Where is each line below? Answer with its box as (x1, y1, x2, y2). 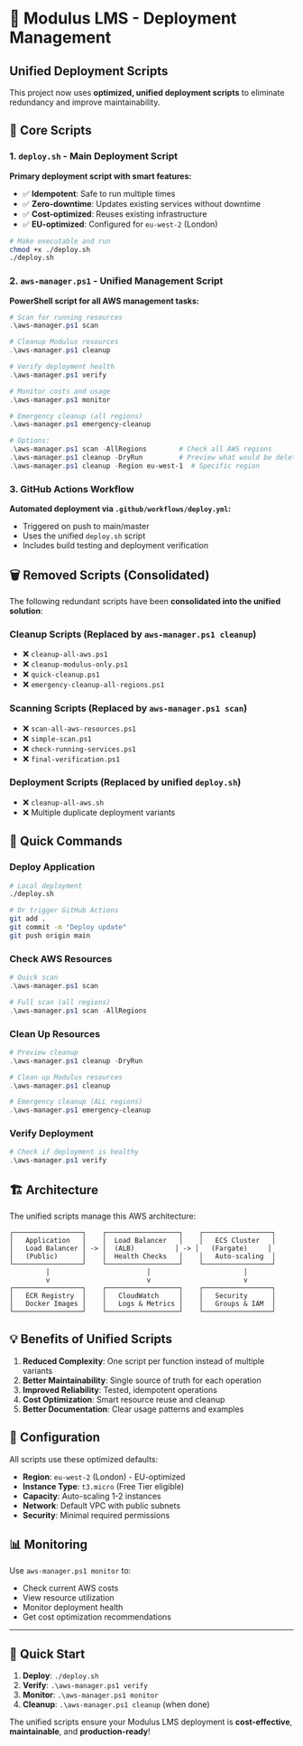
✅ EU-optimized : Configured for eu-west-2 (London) (22, 219, 218, 229)
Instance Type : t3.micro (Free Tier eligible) (22, 1480, 185, 1491)
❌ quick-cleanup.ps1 (22, 668, 101, 680)
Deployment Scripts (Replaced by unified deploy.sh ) (9, 776, 242, 789)
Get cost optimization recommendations (22, 1611, 171, 1622)
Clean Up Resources (9, 1027, 101, 1040)
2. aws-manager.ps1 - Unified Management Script (9, 275, 224, 287)
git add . (9, 914, 47, 924)
